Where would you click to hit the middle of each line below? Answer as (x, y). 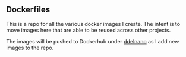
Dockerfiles (28, 10)
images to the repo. (30, 48)
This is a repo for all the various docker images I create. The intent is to (93, 24)
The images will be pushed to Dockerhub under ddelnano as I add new (93, 41)
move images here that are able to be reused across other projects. (89, 30)
